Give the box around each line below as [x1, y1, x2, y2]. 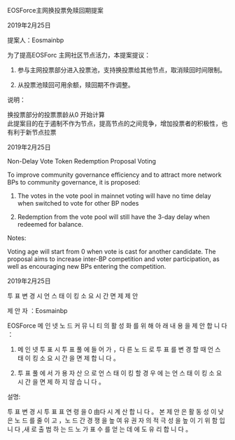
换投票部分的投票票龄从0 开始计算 [7, 111, 105, 119]
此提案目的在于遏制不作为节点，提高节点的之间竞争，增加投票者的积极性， [7, 119, 222, 128]
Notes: [7, 234, 27, 242]
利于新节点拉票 [13, 128, 57, 136]
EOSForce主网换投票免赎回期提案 [7, 6, 104, 14]
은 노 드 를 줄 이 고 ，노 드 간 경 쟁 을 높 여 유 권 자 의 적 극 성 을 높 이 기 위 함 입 [7, 416, 225, 425]
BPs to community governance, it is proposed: [7, 178, 141, 186]
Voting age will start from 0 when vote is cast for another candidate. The [7, 248, 216, 255]
